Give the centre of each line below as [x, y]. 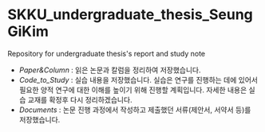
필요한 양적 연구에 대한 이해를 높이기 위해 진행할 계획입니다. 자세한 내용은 [133, 90]
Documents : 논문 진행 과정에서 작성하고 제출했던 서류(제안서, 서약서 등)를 [135, 110]
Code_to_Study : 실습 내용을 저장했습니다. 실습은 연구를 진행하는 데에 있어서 [138, 80]
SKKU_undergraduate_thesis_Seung [130, 15]
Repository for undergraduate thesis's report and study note [107, 53]
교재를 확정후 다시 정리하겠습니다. [80, 99]
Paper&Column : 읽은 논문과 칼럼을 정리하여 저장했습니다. [110, 70]
